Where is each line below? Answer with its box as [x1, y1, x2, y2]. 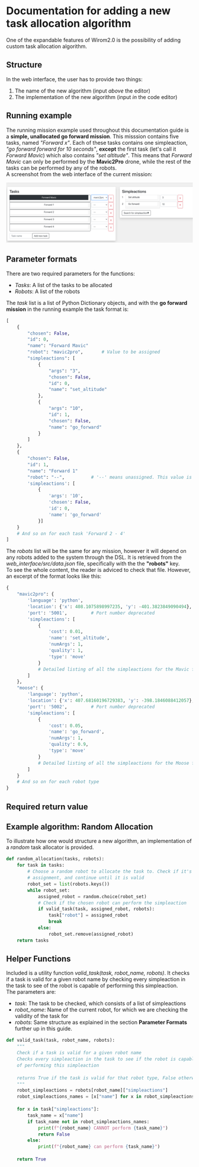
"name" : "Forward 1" [27, 468, 78, 474]
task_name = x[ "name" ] [27, 1112, 84, 1118]
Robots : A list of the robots [14, 288, 80, 295]
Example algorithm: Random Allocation [6, 822, 153, 832]
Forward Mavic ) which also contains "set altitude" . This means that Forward [6, 151, 192, 158]
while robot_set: [27, 887, 70, 893]
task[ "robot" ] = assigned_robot [48, 912, 129, 918]
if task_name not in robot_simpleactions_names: [27, 1118, 150, 1125]
